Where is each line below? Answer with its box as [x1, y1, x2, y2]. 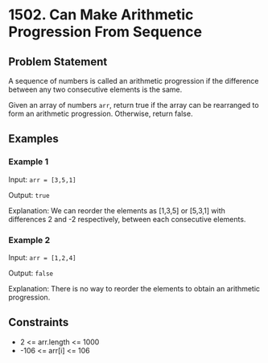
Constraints [8, 316, 69, 329]
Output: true [8, 190, 50, 200]
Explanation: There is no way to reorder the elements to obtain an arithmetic [8, 283, 260, 293]
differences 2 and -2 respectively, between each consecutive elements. [8, 214, 246, 224]
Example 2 [8, 234, 51, 245]
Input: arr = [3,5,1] [8, 175, 76, 184]
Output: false [8, 268, 54, 278]
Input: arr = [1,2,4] [8, 252, 76, 262]
